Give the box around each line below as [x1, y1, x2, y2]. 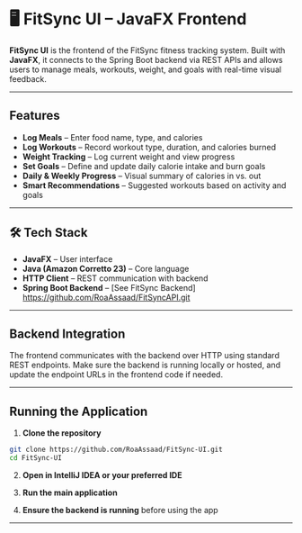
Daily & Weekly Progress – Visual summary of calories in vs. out [22, 170, 262, 181]
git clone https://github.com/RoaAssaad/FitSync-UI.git [9, 445, 223, 455]
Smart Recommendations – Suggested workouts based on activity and [22, 179, 287, 191]
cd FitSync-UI [9, 454, 63, 463]
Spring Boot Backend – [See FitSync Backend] [22, 282, 196, 293]
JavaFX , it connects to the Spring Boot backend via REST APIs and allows [9, 54, 283, 65]
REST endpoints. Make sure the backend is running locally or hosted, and [9, 359, 281, 371]
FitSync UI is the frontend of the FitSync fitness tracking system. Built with [9, 44, 286, 56]
